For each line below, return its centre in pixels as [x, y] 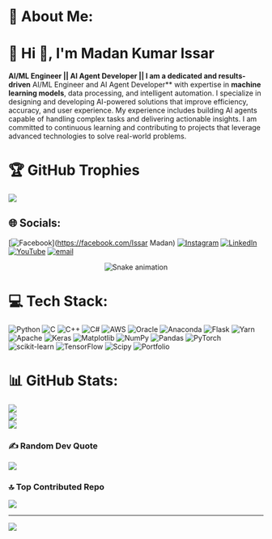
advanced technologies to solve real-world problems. [98, 136]
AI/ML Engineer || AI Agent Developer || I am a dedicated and [113, 76]
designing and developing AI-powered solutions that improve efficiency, [128, 102]
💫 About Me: [51, 17]
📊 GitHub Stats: [64, 380]
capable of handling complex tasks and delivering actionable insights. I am [133, 119]
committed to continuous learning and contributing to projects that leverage [135, 128]
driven [19, 85]
